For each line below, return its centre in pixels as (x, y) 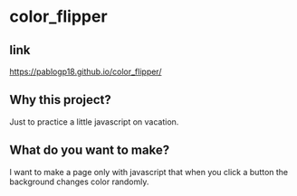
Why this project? (60, 100)
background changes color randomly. (79, 182)
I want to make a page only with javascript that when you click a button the (149, 172)
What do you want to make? (90, 150)
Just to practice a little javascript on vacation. (94, 121)
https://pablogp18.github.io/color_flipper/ (86, 71)
